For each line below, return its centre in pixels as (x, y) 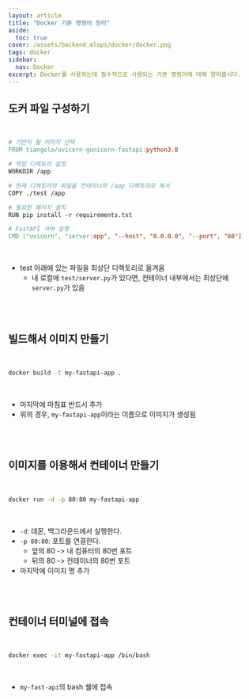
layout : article (35, 15)
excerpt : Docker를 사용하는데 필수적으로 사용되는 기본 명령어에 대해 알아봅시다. (124, 74)
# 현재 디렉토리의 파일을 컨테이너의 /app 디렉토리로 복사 (89, 186)
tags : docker (30, 52)
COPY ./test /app (37, 193)
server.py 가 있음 (58, 288)
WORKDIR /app (30, 172)
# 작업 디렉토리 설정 (37, 164)
